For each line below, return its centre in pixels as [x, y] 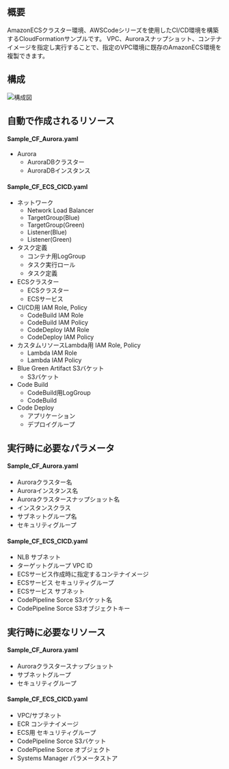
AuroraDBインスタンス [59, 171]
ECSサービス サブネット [51, 592]
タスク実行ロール [51, 265]
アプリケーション [51, 416]
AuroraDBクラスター [56, 162]
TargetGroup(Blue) [53, 218]
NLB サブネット [39, 557]
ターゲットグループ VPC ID [55, 566]
